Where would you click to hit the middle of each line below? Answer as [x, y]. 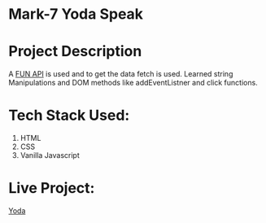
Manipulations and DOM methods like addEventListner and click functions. [133, 83]
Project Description [75, 52]
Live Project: [52, 188]
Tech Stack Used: [69, 116]
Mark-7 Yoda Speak [76, 14]
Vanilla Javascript [50, 155]
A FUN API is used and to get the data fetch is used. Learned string [121, 74]
